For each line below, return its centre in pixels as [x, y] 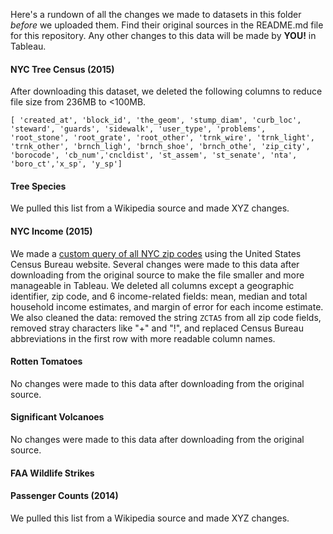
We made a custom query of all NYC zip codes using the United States [156, 253]
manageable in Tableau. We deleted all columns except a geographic [152, 285]
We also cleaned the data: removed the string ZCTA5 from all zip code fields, [166, 317]
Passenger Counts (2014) [64, 496]
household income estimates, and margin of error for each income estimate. [167, 306]
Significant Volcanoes [57, 417]
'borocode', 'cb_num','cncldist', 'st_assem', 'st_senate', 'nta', [154, 155]
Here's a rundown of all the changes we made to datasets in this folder [156, 14]
